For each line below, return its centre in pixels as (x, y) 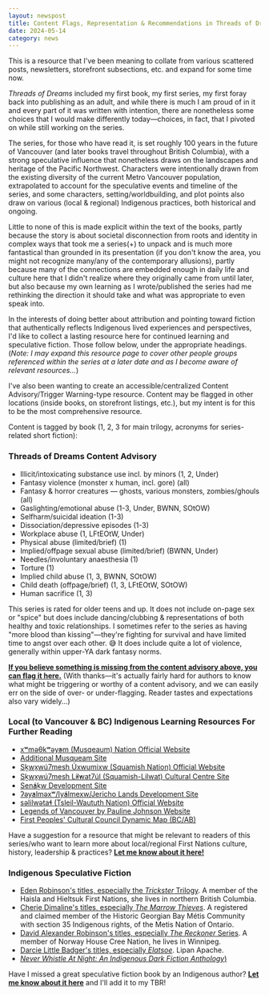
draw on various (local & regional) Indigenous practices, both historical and (132, 203)
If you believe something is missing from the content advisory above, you (133, 667)
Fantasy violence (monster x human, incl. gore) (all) (104, 482)
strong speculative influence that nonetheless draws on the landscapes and (133, 160)
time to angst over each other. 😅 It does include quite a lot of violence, (125, 643)
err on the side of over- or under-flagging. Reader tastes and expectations (131, 692)
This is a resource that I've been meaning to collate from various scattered (131, 61)
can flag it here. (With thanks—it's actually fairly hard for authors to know (130, 676)
